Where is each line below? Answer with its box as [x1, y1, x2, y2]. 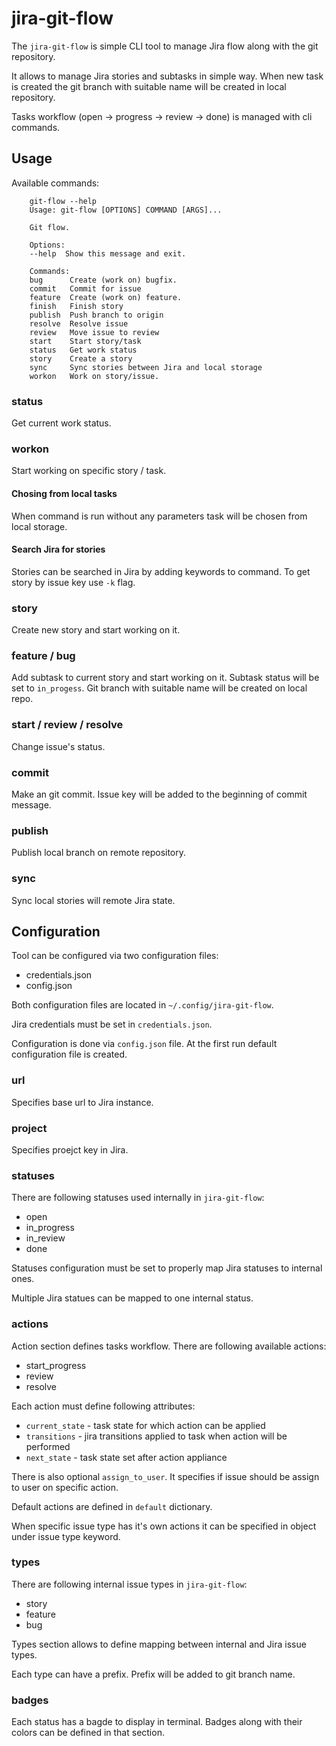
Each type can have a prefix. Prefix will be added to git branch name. [11, 1668, 296, 1680]
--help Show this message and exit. [29, 248, 187, 259]
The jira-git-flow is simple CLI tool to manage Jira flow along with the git [11, 40, 319, 52]
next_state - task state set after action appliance [25, 1451, 228, 1463]
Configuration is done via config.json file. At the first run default [11, 1038, 278, 1050]
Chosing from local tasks [11, 487, 118, 499]
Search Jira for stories [11, 543, 106, 556]
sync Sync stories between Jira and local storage [29, 362, 263, 372]
